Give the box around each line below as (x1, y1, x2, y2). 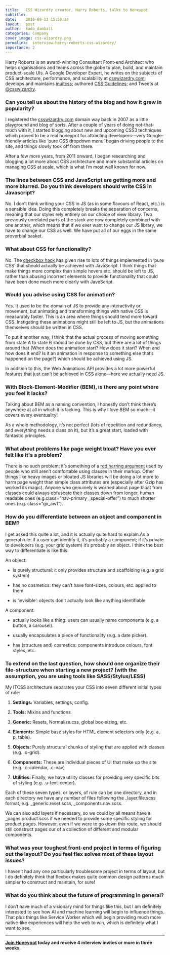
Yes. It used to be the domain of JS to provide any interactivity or (5, 302, 141, 309)
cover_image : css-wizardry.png (5, 36, 71, 41)
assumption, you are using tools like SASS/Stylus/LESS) (5, 672, 146, 680)
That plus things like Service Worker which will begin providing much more (5, 914, 161, 920)
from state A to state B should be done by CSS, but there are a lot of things (5, 339, 161, 345)
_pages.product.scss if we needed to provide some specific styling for (5, 816, 152, 821)
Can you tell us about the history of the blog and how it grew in (5, 98, 162, 105)
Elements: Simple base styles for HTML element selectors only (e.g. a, (12, 729, 160, 735)
